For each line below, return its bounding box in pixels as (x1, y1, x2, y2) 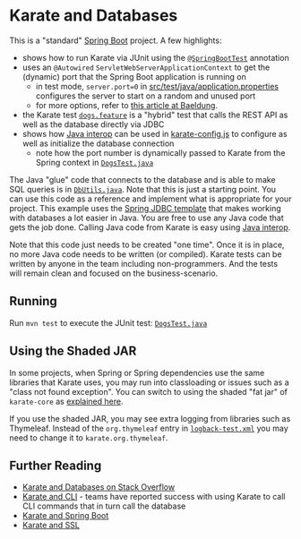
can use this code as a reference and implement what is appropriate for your (9, 193, 292, 204)
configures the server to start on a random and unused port (35, 90, 256, 101)
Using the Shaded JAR (9, 344, 137, 359)
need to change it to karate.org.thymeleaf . (9, 432, 168, 443)
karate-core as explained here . (9, 396, 124, 406)
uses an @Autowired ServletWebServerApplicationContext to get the (21, 62, 271, 73)
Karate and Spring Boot (21, 510, 109, 521)
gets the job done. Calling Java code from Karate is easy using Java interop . (9, 221, 291, 233)
